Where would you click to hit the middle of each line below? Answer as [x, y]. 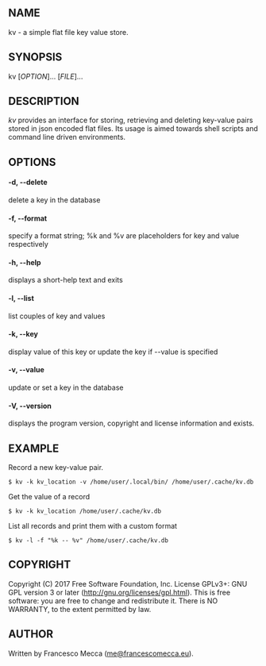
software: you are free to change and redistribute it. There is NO [113, 601]
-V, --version [30, 406]
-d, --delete [28, 183]
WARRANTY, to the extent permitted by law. [80, 609]
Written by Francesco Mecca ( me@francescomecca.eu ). [101, 653]
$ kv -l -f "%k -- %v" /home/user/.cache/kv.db [89, 541]
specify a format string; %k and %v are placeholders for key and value [124, 236]
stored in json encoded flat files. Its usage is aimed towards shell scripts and [133, 129]
